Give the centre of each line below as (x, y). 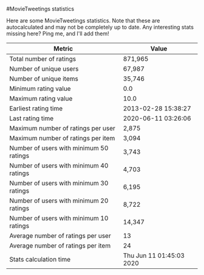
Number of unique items (44, 79)
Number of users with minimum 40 (59, 166)
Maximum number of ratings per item (62, 138)
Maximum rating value (41, 98)
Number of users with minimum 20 (59, 201)
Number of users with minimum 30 (59, 183)
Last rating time (32, 118)
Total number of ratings (43, 59)
